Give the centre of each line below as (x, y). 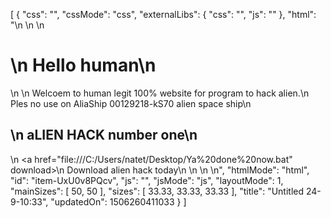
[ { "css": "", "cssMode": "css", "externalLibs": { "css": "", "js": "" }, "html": (163, 14)
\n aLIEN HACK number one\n (104, 135)
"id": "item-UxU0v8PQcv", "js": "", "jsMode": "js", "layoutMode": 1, (147, 180)
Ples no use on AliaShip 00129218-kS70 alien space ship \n (131, 103)
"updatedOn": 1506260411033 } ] (118, 201)
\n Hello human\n (83, 65)
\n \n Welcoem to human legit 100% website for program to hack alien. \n (160, 93)
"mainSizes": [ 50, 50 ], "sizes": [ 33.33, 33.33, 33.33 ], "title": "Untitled (157, 191)
